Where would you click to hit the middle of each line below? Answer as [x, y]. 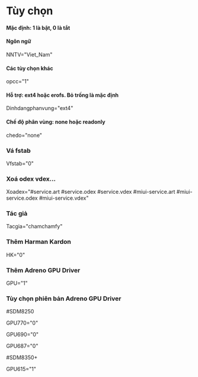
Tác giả [17, 213]
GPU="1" [17, 283]
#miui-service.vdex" [64, 198]
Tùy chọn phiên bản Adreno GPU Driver [64, 299]
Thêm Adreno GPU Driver [43, 270]
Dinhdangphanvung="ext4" [40, 108]
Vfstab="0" [20, 163]
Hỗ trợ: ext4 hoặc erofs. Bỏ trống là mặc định [63, 95]
